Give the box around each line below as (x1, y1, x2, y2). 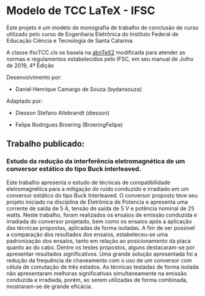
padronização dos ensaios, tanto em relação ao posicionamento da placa (6, 237, 191, 245)
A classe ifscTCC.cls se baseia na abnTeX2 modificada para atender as (6, 48, 185, 56)
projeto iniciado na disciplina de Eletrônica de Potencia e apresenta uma (6, 198, 188, 205)
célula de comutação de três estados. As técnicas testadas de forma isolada (6, 263, 199, 270)
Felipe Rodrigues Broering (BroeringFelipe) (15, 120, 124, 128)
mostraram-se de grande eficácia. (6, 283, 93, 290)
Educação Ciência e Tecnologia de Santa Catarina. (6, 37, 135, 44)
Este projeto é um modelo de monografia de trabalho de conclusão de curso (6, 24, 199, 31)
